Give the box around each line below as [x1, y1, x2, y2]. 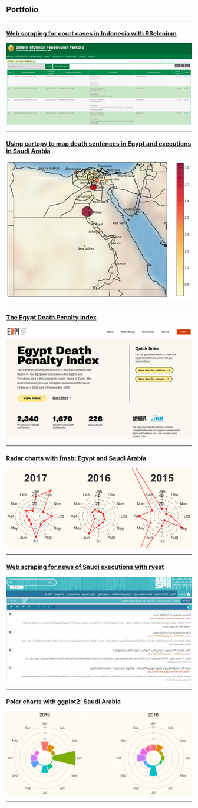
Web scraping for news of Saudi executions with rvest [6, 563, 164, 571]
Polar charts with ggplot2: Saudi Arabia [6, 697, 121, 706]
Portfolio [6, 5, 39, 15]
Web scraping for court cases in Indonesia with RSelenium [6, 29, 177, 37]
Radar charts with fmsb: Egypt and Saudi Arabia [6, 454, 146, 463]
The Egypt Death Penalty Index [6, 313, 97, 321]
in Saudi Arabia [6, 147, 51, 155]
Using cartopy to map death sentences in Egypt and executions [6, 139, 192, 147]
